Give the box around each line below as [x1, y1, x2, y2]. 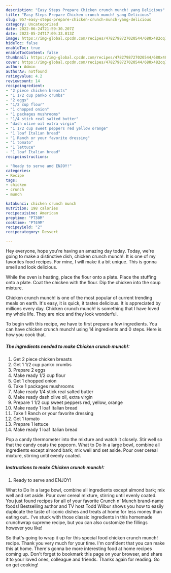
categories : [6, 168, 31, 173]
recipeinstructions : [6, 154, 50, 159]
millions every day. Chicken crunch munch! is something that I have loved [6, 306, 159, 311]
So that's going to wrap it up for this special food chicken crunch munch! [6, 534, 158, 540]
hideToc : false [6, 41, 38, 46]
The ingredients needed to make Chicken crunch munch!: [6, 343, 130, 349]
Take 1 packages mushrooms [13, 383, 74, 389]
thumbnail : [6, 54, 29, 60]
